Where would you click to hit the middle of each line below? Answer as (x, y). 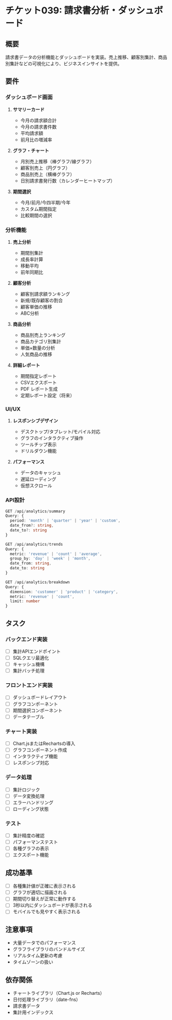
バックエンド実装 (26, 639)
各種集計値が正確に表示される (44, 886)
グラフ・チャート (31, 150)
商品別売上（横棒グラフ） (47, 174)
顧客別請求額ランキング (45, 294)
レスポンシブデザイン (35, 421)
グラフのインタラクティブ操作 (52, 438)
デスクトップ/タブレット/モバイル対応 (60, 432)
